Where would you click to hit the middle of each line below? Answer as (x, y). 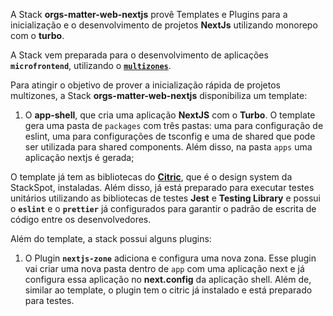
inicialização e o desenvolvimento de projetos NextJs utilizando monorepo (164, 25)
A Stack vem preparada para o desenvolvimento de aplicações (139, 55)
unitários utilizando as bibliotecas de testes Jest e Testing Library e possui (165, 198)
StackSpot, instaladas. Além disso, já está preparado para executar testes (162, 187)
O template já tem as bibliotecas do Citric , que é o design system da (151, 177)
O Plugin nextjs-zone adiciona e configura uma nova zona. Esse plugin (170, 258)
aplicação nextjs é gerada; (79, 157)
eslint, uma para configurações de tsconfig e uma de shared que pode (170, 136)
